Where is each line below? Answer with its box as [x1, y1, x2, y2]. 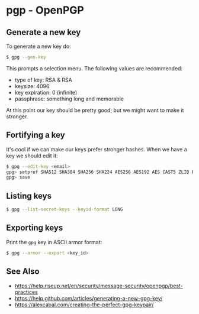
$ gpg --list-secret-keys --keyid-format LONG [6, 206, 123, 213]
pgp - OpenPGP [6, 4, 84, 17]
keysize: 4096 [14, 82, 50, 89]
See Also [6, 267, 40, 277]
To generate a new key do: [6, 43, 71, 50]
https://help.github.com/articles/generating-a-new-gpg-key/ [14, 294, 163, 302]
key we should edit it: [6, 152, 58, 159]
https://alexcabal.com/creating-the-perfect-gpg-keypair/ [14, 301, 154, 308]
